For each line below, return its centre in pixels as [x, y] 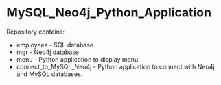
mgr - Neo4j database [48, 52]
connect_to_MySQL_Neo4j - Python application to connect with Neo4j [115, 66]
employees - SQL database [55, 45]
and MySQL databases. [49, 74]
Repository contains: [36, 32]
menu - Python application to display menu [77, 59]
